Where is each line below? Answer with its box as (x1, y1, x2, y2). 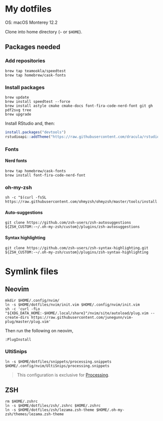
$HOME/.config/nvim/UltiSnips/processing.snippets (5, 363, 110, 368)
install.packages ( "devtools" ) (5, 130, 66, 134)
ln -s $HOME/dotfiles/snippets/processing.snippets (5, 359, 112, 364)
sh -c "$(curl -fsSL (5, 195, 47, 200)
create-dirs (5, 315, 29, 320)
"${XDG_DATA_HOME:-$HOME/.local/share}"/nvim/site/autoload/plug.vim (5, 310, 149, 316)
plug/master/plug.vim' (5, 319, 51, 324)
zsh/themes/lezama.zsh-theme (5, 411, 64, 417)
